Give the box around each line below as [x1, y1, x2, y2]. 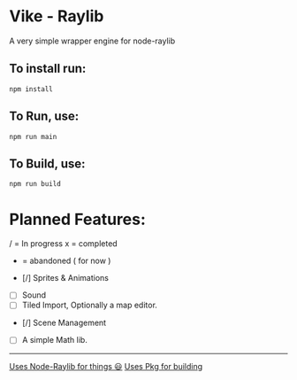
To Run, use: [9, 109, 80, 124]
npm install [9, 84, 53, 94]
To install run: [9, 61, 87, 76]
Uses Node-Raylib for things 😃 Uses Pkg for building [9, 361, 203, 371]
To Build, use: [9, 156, 86, 171]
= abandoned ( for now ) [21, 255, 111, 267]
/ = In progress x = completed [9, 238, 118, 249]
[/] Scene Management [21, 317, 107, 329]
